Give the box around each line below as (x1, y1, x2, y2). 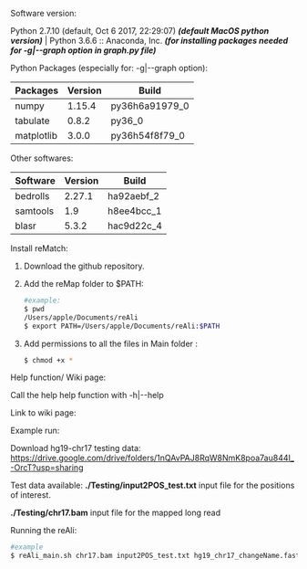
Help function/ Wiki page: (10, 372, 107, 383)
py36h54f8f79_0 (110, 130, 186, 142)
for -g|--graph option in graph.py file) (10, 45, 157, 56)
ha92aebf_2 (107, 190, 160, 202)
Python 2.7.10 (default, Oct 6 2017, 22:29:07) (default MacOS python (10, 26, 270, 36)
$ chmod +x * (23, 355, 74, 364)
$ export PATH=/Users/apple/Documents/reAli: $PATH (23, 321, 220, 331)
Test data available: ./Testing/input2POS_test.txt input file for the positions (10, 479, 295, 491)
